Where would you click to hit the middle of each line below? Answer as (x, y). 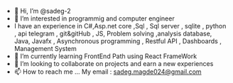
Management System (45, 49)
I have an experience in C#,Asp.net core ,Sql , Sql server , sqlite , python (120, 26)
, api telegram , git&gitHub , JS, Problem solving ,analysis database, (113, 33)
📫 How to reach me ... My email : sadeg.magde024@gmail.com (108, 72)
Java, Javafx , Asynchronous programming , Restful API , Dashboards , (118, 41)
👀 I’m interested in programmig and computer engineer (94, 18)
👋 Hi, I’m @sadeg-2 (42, 11)
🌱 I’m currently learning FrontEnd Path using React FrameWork (105, 56)
